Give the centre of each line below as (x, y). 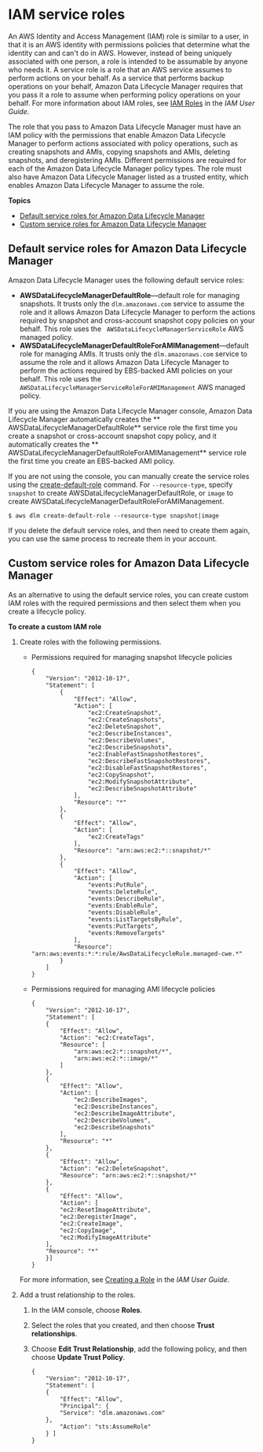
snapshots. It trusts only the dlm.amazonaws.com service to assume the (132, 304)
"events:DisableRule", (125, 912)
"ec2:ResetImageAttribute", (105, 1210)
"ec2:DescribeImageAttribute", (125, 1113)
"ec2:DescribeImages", (110, 1100)
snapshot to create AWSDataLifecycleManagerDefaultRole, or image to (121, 492)
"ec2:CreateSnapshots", (126, 720)
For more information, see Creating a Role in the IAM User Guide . (124, 1279)
